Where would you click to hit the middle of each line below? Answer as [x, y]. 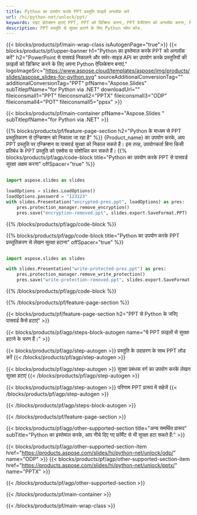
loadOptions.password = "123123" [47, 196]
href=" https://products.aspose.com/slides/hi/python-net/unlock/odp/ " [91, 453]
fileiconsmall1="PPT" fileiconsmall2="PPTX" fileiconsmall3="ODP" [86, 96]
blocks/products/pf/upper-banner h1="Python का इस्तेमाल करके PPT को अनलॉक [96, 51]
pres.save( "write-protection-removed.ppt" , [71, 280]
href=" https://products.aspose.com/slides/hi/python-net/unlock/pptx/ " [92, 465]
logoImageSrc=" [26, 71]
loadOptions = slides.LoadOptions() [51, 191]
